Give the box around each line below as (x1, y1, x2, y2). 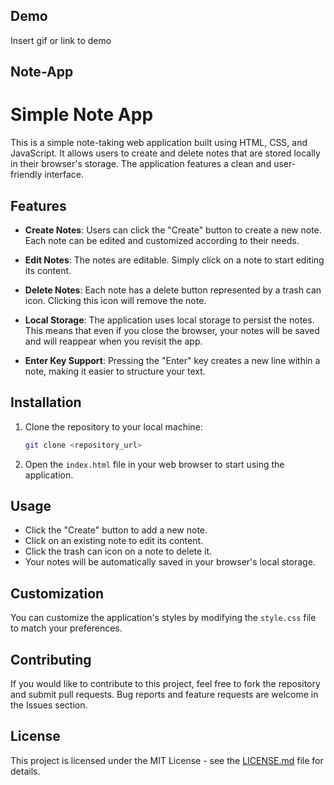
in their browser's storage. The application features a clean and (10, 158, 272, 170)
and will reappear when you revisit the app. (24, 335, 203, 347)
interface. (44, 169, 85, 181)
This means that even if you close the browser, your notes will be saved (24, 324, 320, 336)
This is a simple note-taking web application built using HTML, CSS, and (10, 137, 308, 149)
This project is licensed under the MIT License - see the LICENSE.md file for (10, 754, 324, 766)
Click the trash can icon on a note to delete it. (24, 545, 213, 558)
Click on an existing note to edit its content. (24, 535, 204, 547)
